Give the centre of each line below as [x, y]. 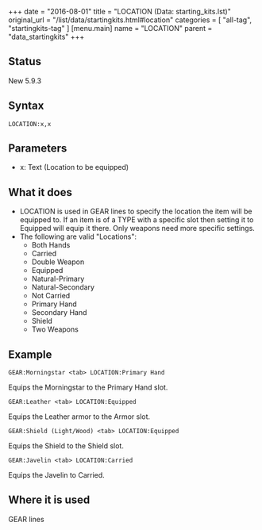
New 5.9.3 [25, 81]
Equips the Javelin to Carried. [56, 475]
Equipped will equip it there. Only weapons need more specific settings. [137, 229]
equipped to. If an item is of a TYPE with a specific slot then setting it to [137, 220]
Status [25, 61]
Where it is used [49, 500]
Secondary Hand [59, 313]
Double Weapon [58, 262]
